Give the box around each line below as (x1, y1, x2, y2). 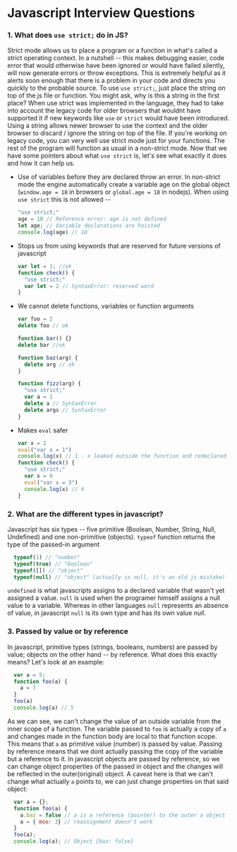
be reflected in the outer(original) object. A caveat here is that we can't (7, 769, 214, 778)
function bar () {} (17, 335, 72, 342)
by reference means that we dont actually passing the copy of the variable (7, 747, 224, 755)
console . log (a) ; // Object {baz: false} (13, 838, 134, 845)
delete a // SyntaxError (24, 400, 97, 408)
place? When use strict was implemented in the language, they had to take (7, 99, 224, 108)
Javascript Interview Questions (7, 5, 195, 21)
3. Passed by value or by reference (7, 626, 129, 636)
